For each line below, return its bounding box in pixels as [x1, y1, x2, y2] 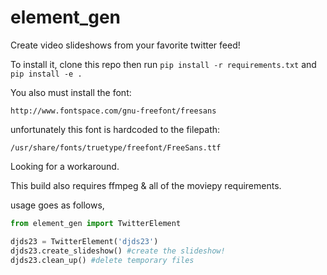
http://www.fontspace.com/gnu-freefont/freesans [10, 106, 217, 116]
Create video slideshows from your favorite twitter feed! [10, 39, 241, 51]
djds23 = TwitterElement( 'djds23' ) [10, 236, 159, 246]
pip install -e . [10, 69, 83, 79]
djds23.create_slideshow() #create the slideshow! [10, 246, 226, 256]
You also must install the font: [10, 86, 132, 98]
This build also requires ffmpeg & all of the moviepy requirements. [10, 179, 282, 191]
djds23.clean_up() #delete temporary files [10, 255, 195, 265]
